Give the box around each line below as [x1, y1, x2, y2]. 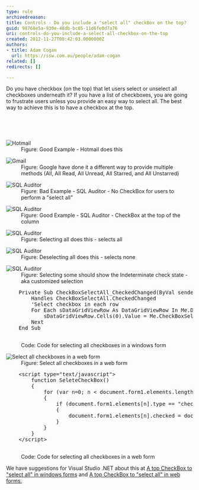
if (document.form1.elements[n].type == [56, 401, 175, 408]
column [21, 218, 40, 225]
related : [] [6, 58, 36, 64]
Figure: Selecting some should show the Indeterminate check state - [21, 271, 188, 278]
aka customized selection [21, 278, 84, 285]
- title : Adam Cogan [6, 47, 57, 53]
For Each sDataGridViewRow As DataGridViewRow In [31, 307, 178, 314]
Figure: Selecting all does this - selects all [21, 236, 123, 243]
